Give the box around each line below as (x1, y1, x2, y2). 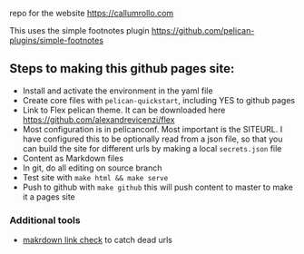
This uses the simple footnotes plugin (9, 25, 150, 35)
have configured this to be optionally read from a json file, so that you (22, 133, 283, 144)
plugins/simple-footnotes (9, 35, 104, 45)
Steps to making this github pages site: (9, 61, 235, 76)
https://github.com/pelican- (151, 25, 255, 35)
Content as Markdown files (22, 152, 124, 163)
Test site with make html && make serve (22, 171, 169, 182)
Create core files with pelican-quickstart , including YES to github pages (22, 94, 296, 105)
